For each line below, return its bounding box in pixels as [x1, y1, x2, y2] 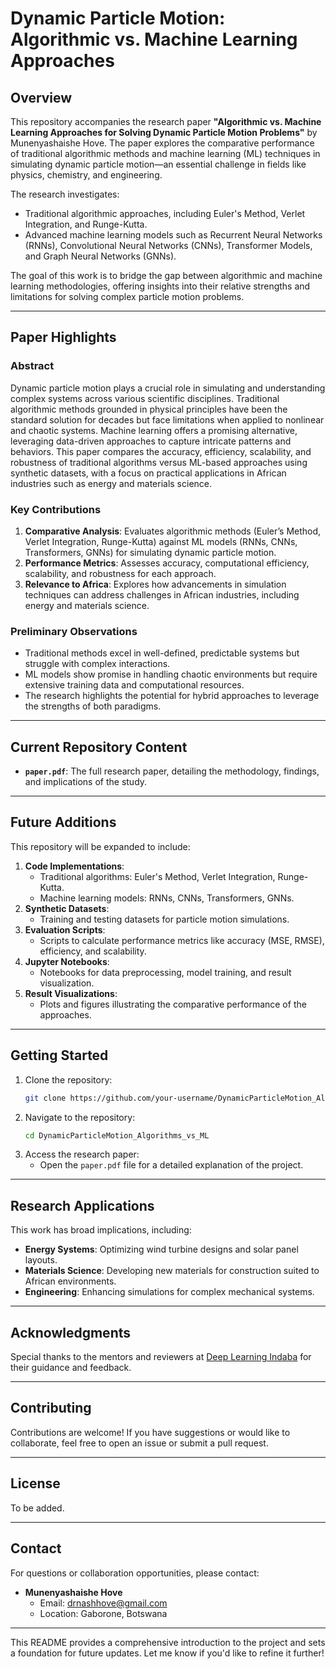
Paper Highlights [10, 329, 117, 346]
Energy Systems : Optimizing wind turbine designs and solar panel [24, 1243, 299, 1256]
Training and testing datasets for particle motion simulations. [39, 913, 290, 925]
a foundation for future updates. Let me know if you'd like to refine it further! [10, 1647, 325, 1659]
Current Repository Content [10, 738, 188, 756]
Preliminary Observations [10, 624, 138, 638]
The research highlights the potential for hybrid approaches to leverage [24, 690, 320, 702]
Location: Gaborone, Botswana [39, 1607, 168, 1619]
